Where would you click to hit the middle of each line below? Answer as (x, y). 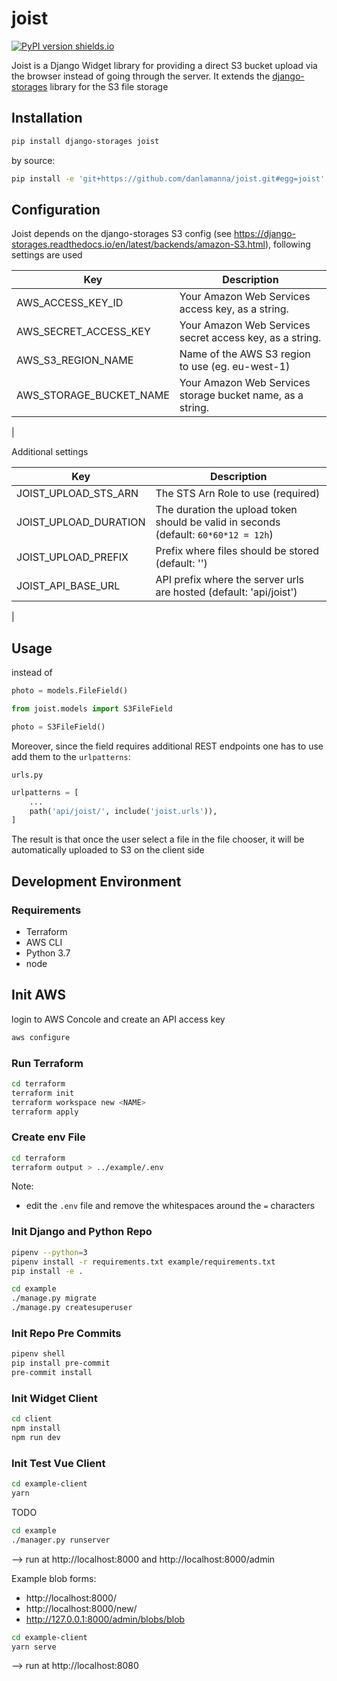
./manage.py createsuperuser (72, 1308)
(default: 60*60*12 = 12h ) (214, 535)
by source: (33, 160)
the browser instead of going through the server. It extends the (141, 76)
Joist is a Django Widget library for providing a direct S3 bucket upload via (164, 65)
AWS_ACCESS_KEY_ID (70, 303)
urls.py (27, 775)
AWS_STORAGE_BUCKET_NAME (93, 395)
